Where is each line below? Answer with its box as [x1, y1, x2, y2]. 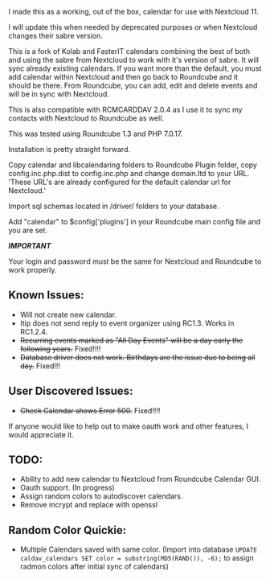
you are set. [8, 225, 48, 235]
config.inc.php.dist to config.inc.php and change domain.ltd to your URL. [8, 169, 250, 178]
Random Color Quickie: [8, 523, 127, 537]
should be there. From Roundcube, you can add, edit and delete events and [8, 80, 258, 90]
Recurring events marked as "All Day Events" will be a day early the [19, 335, 243, 345]
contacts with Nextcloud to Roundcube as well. [8, 113, 165, 123]
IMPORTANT [8, 241, 51, 250]
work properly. [8, 265, 57, 274]
